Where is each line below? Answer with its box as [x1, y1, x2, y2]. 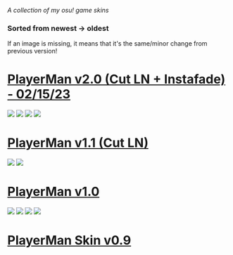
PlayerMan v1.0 [7, 184, 100, 200]
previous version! [7, 47, 58, 55]
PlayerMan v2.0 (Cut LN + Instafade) [7, 72, 226, 87]
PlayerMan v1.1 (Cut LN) [7, 135, 149, 151]
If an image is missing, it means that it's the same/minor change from [7, 39, 208, 48]
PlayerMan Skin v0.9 [7, 233, 132, 249]
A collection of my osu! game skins [7, 6, 109, 14]
